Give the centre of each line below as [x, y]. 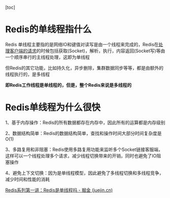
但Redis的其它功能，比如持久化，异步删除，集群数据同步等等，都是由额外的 [84, 68]
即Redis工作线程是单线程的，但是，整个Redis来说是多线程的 [69, 85]
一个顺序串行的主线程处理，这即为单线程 [47, 57]
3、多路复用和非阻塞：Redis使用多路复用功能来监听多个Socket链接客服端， [84, 149]
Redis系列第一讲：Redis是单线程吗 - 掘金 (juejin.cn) [59, 190]
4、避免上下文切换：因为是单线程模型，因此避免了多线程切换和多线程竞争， [84, 173]
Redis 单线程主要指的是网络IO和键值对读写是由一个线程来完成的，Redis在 [82, 44]
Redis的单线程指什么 [48, 29]
